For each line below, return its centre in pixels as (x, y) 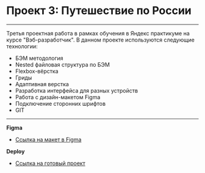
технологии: (22, 46)
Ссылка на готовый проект (50, 163)
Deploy (16, 151)
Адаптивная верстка (42, 84)
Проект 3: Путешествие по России (99, 11)
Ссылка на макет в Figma (48, 139)
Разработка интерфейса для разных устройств (77, 90)
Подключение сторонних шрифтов (60, 103)
